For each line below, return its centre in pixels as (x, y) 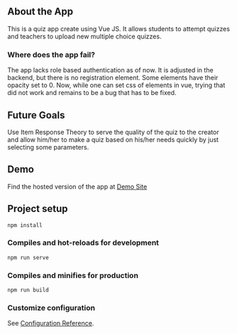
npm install (25, 225)
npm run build (28, 290)
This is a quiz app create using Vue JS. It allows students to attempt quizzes (119, 28)
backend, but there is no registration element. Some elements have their (113, 78)
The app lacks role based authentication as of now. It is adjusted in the (111, 70)
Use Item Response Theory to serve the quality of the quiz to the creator (113, 132)
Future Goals (36, 115)
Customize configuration (51, 308)
